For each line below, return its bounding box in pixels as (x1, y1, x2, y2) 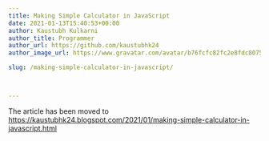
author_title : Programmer (8, 34, 94, 42)
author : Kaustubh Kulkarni (8, 26, 98, 34)
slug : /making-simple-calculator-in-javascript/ (8, 63, 174, 72)
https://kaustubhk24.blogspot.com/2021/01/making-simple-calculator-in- (8, 115, 251, 124)
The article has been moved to (8, 106, 110, 116)
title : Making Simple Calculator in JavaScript (8, 11, 171, 20)
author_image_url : (8, 49, 70, 57)
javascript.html (8, 123, 58, 133)
